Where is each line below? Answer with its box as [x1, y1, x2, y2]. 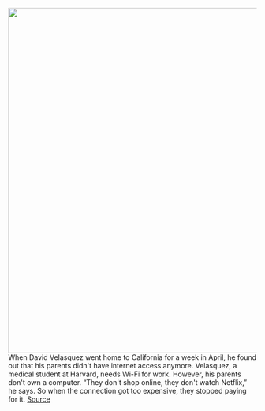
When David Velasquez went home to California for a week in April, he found [8, 353, 257, 362]
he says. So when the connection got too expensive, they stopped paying [8, 387, 247, 395]
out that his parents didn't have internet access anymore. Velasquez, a [8, 361, 237, 370]
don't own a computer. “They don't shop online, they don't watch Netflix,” [8, 378, 248, 387]
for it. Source [8, 394, 51, 404]
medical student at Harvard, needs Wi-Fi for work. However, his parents [8, 369, 242, 379]
